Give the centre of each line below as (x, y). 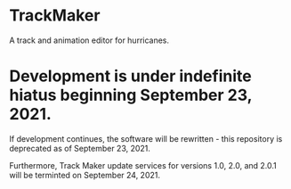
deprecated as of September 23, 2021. (80, 148)
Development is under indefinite (130, 76)
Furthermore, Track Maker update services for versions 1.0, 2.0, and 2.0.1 (143, 165)
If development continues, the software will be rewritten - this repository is (146, 138)
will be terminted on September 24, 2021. (85, 175)
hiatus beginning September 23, (130, 95)
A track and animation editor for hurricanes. (89, 40)
